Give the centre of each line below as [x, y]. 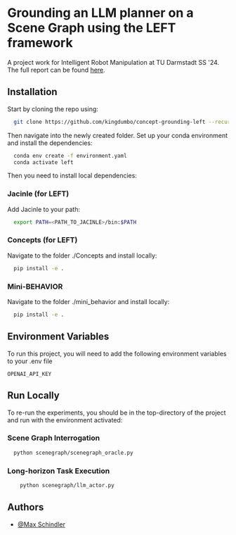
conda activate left [44, 162]
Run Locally [33, 396]
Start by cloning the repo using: [53, 109]
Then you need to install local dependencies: [72, 176]
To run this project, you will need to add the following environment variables [117, 353]
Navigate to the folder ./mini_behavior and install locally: [88, 302]
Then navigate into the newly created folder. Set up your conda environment [118, 135]
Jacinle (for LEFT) [38, 194]
